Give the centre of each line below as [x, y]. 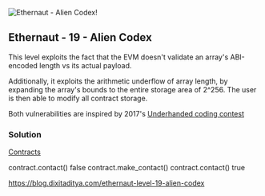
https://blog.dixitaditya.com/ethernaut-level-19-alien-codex [106, 183]
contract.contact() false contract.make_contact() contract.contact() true [127, 168]
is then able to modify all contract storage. [78, 98]
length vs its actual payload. [86, 65]
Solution [25, 134]
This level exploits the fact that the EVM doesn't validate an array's [118, 57]
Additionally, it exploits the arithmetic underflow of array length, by [118, 81]
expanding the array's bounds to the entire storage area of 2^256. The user [132, 89]
